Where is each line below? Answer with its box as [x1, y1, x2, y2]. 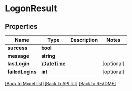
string [41, 53, 56, 59]
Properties [5, 22, 38, 30]
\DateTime [41, 61, 66, 67]
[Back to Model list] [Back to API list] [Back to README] [5, 81, 116, 86]
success [7, 45, 28, 51]
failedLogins [7, 68, 37, 75]
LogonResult [5, 3, 57, 14]
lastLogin [7, 61, 29, 67]
